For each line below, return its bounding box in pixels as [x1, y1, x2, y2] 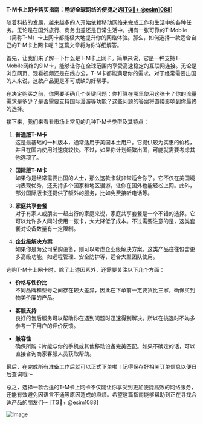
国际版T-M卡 [14, 167, 48, 173]
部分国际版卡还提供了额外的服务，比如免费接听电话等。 [14, 189, 153, 197]
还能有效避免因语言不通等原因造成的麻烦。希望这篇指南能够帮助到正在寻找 [6, 391, 192, 398]
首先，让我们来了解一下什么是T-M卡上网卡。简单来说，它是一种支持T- [6, 55, 181, 61]
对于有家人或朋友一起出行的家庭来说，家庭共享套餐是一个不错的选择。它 [14, 210, 195, 217]
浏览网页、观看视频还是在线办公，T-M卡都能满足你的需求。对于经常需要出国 [6, 70, 197, 76]
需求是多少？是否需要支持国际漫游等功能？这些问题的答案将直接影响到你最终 [6, 98, 197, 105]
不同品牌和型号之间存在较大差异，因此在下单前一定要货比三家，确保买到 [14, 286, 195, 294]
